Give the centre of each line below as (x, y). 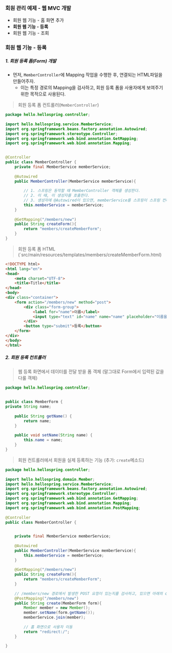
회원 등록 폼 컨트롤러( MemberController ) (58, 105)
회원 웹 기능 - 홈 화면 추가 (38, 20)
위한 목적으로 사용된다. (43, 94)
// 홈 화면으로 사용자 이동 (48, 627)
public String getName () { (43, 416)
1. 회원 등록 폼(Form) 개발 (31, 61)
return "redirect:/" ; (47, 632)
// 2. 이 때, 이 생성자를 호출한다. (57, 196)
